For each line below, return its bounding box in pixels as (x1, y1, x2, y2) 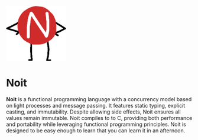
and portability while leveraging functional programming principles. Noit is (6, 121, 186, 128)
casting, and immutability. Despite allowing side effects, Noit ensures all (6, 108, 181, 115)
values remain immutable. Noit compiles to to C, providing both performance (6, 114, 193, 121)
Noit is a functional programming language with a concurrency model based (6, 95, 192, 102)
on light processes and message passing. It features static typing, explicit (6, 102, 186, 109)
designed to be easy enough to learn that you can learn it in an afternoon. (6, 126, 186, 134)
